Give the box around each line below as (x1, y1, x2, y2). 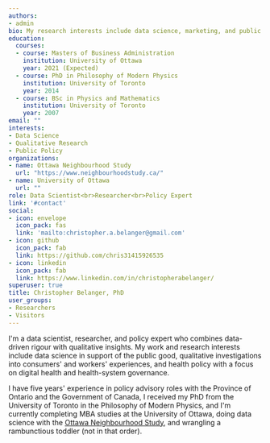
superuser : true (8, 281, 63, 290)
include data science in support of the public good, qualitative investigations (8, 350, 262, 360)
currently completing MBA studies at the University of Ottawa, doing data (8, 408, 252, 419)
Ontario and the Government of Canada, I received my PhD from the (8, 391, 235, 401)
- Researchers (8, 304, 56, 312)
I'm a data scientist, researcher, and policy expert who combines (8, 333, 223, 343)
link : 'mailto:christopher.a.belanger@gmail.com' (15, 229, 185, 238)
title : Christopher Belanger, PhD (8, 289, 125, 297)
